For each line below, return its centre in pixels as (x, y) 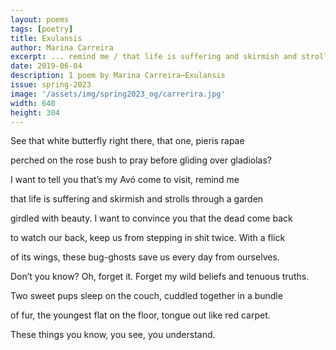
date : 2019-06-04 (46, 66)
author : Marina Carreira (62, 47)
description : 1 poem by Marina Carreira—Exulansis (118, 76)
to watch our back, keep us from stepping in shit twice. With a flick (148, 238)
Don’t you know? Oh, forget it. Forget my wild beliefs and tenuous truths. (160, 277)
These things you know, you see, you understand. (113, 335)
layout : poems (40, 19)
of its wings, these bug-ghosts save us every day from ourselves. (145, 257)
